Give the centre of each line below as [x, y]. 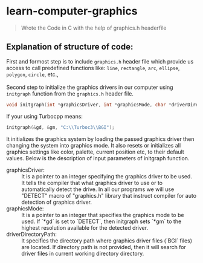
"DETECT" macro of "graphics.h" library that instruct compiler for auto [109, 195]
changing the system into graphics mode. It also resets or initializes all [94, 145]
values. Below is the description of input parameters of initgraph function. [98, 158]
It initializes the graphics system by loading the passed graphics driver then [100, 139]
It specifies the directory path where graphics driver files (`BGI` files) [107, 241]
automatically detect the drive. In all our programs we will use [98, 189]
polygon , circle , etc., [32, 74]
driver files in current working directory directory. [83, 253]
